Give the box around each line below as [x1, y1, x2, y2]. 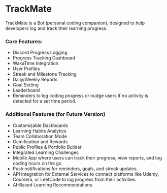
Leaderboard [12, 87, 40, 93]
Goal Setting [12, 82, 39, 88]
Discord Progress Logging [12, 49, 68, 56]
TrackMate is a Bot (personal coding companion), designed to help [5, 20, 145, 26]
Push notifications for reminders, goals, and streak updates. [12, 166, 138, 172]
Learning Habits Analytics [12, 127, 67, 134]
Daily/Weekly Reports [12, 77, 58, 83]
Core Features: [5, 38, 43, 45]
